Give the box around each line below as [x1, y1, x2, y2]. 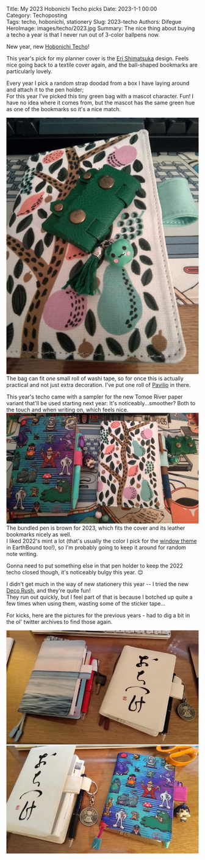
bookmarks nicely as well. [6, 530, 72, 538]
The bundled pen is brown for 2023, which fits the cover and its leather [6, 524, 185, 532]
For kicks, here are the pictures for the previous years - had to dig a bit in [6, 612, 190, 619]
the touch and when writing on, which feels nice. [6, 406, 129, 413]
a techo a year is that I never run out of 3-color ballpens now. [6, 31, 160, 38]
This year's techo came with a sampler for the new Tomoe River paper [6, 393, 183, 400]
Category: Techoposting [6, 12, 67, 19]
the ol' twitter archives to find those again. [6, 618, 113, 625]
